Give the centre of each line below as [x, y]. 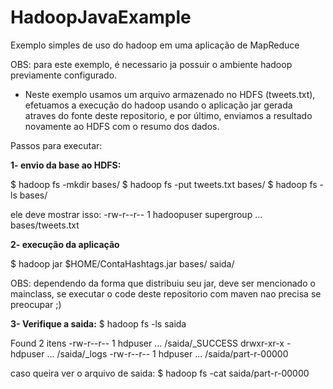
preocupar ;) [36, 304]
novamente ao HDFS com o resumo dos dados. [122, 126]
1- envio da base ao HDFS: [66, 165]
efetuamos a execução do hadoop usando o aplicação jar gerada [158, 105]
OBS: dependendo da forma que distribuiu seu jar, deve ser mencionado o [163, 283]
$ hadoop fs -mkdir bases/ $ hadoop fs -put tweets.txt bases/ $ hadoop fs [164, 184]
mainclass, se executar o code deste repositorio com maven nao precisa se [166, 293]
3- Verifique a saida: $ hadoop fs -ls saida [98, 323]
